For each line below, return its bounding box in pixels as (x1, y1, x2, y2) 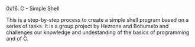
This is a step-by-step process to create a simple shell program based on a (6, 16, 189, 23)
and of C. (6, 35, 29, 42)
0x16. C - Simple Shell (6, 5, 60, 12)
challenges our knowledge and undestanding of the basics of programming (6, 29, 190, 36)
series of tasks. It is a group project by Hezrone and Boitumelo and (6, 23, 169, 29)
